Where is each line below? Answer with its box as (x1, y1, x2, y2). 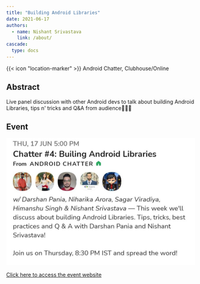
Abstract (6, 82, 40, 92)
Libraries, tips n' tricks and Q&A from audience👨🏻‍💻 (6, 104, 132, 111)
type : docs (11, 48, 39, 54)
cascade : (6, 41, 28, 47)
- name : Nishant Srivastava (11, 29, 82, 35)
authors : (6, 22, 28, 28)
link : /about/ (17, 35, 52, 41)
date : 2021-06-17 (6, 16, 50, 22)
